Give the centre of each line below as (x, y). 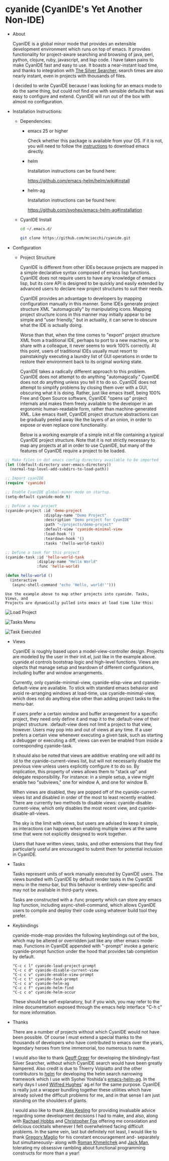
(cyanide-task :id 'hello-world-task (45, 557)
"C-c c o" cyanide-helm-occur (44, 992)
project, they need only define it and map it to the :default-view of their (86, 719)
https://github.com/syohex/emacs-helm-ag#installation (85, 210)
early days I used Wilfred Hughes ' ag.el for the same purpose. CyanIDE (87, 1084)
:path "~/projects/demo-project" (78, 525)
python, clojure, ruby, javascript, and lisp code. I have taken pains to (83, 59)
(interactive (23, 580)
